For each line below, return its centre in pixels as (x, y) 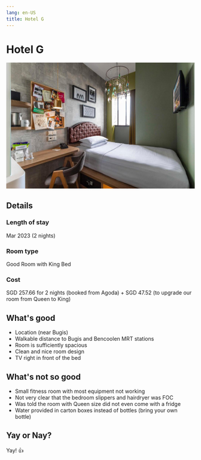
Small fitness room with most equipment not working (80, 391)
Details (19, 205)
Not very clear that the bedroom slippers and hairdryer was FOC (94, 398)
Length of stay (28, 223)
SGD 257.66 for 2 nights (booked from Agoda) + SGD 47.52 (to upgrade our (99, 293)
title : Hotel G (25, 19)
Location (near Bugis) (42, 332)
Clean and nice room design (50, 351)
